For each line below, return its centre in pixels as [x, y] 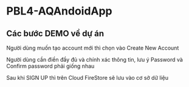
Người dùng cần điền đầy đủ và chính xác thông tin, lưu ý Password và [95, 60]
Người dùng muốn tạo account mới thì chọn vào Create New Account [93, 48]
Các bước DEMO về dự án [55, 34]
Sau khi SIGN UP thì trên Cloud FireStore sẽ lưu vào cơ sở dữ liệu [88, 78]
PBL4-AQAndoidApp [59, 11]
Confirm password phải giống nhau [50, 66]
